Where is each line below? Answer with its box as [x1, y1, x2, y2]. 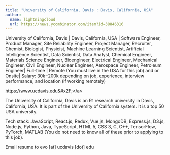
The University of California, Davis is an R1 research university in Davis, [5, 98, 154, 104]
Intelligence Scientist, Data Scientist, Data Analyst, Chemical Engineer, [5, 51, 152, 58]
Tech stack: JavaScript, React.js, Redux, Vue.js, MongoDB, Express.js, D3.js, [5, 118, 165, 124]
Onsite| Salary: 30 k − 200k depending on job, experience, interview [5, 73, 145, 79]
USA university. [5, 109, 38, 115]
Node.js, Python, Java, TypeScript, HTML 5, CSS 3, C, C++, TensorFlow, [5, 124, 156, 130]
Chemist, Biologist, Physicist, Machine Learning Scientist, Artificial [5, 46, 144, 52]
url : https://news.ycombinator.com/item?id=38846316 [10, 21, 124, 27]
